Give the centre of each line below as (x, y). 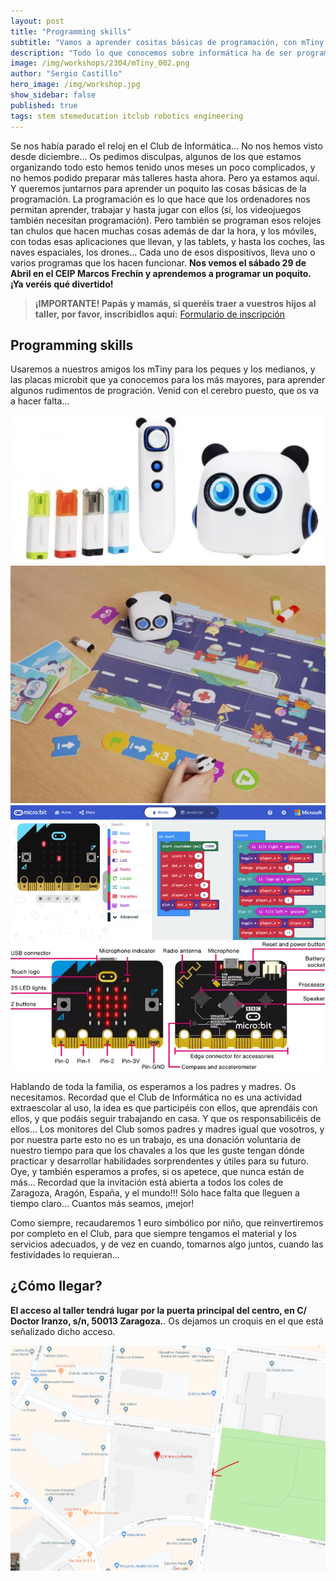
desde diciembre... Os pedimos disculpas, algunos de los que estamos (156, 156)
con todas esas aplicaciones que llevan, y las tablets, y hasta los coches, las (167, 241)
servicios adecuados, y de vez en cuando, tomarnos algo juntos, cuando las (167, 1244)
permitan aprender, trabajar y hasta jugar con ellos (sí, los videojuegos (156, 209)
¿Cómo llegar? (56, 1286)
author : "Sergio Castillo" (66, 74)
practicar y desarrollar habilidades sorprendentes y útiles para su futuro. (160, 1161)
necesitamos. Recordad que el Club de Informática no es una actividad (156, 1097)
